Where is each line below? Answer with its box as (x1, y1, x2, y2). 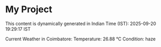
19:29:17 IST (5, 26, 31, 32)
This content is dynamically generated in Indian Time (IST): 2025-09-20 (5, 20, 156, 27)
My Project (5, 4, 52, 15)
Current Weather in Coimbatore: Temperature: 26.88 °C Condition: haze (5, 36, 156, 42)
